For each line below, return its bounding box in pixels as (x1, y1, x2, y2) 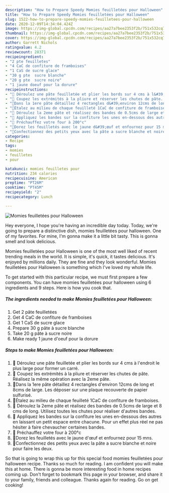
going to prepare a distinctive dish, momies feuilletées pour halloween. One (5, 228, 161, 234)
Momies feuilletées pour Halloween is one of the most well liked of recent (5, 248, 157, 254)
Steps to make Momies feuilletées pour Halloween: (5, 347, 114, 353)
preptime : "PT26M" (5, 180, 44, 185)
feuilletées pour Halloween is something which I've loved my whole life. (5, 264, 153, 270)
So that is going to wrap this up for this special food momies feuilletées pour (5, 455, 163, 461)
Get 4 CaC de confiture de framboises (12, 314, 92, 320)
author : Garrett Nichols (5, 40, 57, 45)
